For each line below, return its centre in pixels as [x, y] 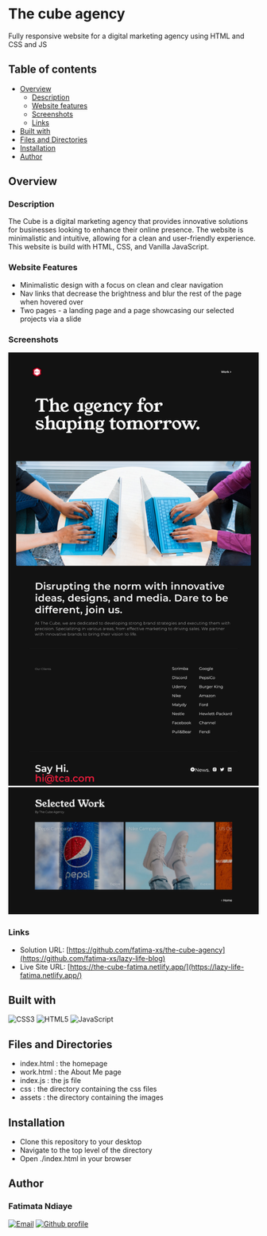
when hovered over [51, 302]
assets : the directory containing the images [92, 1097]
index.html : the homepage [64, 1064]
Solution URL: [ [44, 950]
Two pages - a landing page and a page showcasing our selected [127, 310]
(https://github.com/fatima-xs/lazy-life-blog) [92, 958]
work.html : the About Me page [70, 1072]
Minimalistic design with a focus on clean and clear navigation [122, 284]
